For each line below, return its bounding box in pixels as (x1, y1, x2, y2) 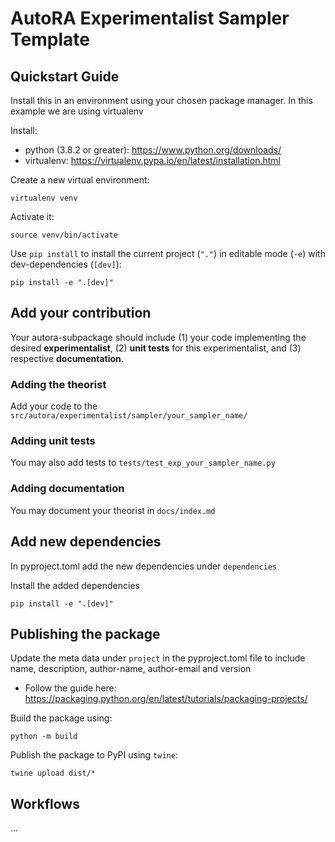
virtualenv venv (10, 193, 78, 203)
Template (10, 28, 90, 51)
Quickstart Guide (10, 68, 120, 85)
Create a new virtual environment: (10, 174, 150, 186)
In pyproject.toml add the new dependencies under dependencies (10, 560, 278, 572)
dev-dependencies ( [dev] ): (10, 258, 122, 270)
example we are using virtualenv (10, 105, 144, 117)
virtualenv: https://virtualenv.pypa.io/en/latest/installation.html (24, 155, 281, 166)
